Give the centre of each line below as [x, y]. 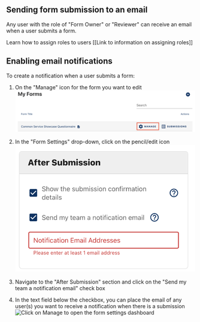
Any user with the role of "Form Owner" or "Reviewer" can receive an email [99, 24]
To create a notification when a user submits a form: [70, 76]
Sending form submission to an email [77, 10]
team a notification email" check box [60, 288]
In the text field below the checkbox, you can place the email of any [98, 300]
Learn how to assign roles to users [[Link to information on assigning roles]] [100, 42]
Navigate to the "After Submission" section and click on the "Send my [101, 282]
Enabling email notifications [59, 61]
